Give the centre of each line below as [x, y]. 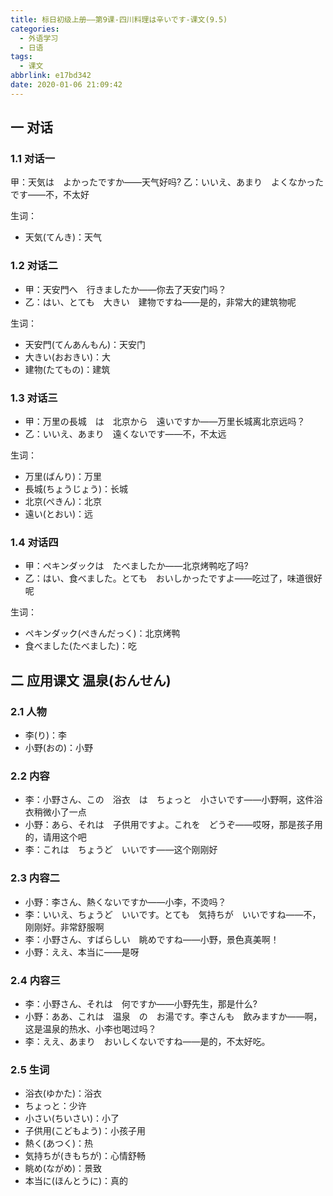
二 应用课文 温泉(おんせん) [91, 680]
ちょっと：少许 [55, 1106]
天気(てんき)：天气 [63, 237]
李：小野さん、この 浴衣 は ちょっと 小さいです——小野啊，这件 [169, 800]
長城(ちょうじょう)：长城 [76, 489]
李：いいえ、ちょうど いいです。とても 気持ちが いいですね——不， [173, 914]
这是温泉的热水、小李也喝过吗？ [90, 1028]
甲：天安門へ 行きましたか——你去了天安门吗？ [125, 289]
